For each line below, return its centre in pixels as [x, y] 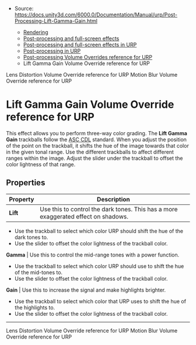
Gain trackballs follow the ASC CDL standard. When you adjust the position [96, 139]
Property [22, 199]
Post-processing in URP [52, 51]
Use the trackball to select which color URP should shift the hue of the [99, 231]
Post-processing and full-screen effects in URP [80, 45]
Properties [26, 183]
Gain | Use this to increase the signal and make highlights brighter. [86, 290]
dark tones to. [31, 237]
